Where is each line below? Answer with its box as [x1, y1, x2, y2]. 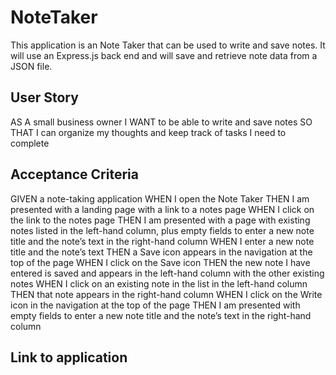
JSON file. [10, 60, 53, 72]
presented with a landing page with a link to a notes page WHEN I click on [10, 203, 315, 215]
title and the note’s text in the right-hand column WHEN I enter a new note [10, 235, 315, 247]
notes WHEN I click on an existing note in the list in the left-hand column [10, 277, 308, 290]
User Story [10, 89, 79, 106]
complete [10, 137, 50, 149]
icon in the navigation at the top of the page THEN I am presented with [10, 299, 301, 311]
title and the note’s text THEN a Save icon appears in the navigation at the [10, 246, 313, 258]
